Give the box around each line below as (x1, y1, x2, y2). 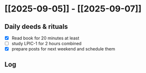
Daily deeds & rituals (4, 23, 68, 31)
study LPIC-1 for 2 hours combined (11, 41, 82, 47)
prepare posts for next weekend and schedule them (11, 46, 115, 52)
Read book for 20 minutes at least (11, 35, 80, 41)
